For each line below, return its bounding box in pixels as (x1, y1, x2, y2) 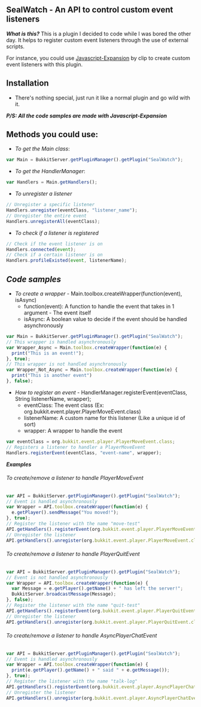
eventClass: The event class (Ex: (23, 401, 105, 409)
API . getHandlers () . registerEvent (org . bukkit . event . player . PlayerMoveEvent (6, 526, 197, 532)
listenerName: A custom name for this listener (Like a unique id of (23, 414, 185, 421)
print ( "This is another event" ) (11, 373, 93, 379)
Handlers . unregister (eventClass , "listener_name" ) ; (6, 207, 138, 213)
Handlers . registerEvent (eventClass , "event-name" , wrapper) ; (6, 449, 162, 456)
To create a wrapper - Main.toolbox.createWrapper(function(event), (14, 290, 182, 297)
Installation (6, 78, 49, 89)
